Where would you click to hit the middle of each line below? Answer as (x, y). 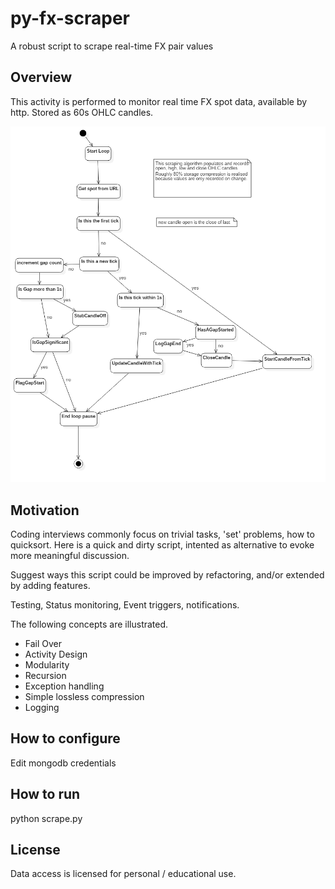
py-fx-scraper (70, 18)
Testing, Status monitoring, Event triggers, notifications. (125, 604)
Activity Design (56, 654)
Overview (41, 77)
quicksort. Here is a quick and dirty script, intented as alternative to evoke (162, 544)
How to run (45, 794)
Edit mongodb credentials (63, 763)
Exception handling (64, 686)
